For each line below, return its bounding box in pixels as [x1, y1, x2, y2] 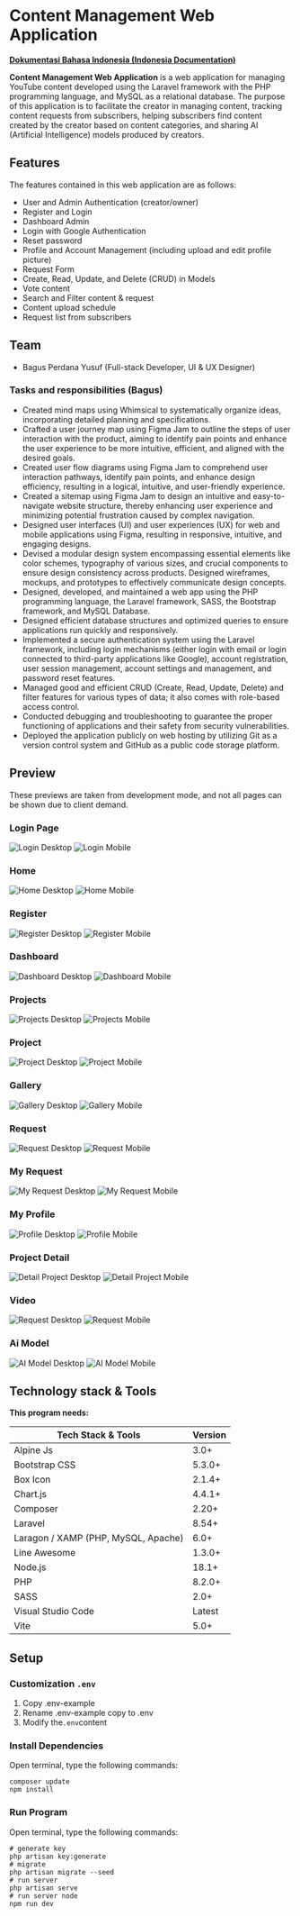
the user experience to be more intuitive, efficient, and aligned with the [22, 442, 285, 453]
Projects [9, 993, 47, 1005]
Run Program [9, 1806, 68, 1819]
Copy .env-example [22, 1698, 96, 1709]
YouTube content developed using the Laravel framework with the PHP [9, 81, 271, 92]
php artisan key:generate [9, 1852, 106, 1861]
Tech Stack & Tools [57, 1429, 141, 1441]
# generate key [9, 1844, 66, 1853]
